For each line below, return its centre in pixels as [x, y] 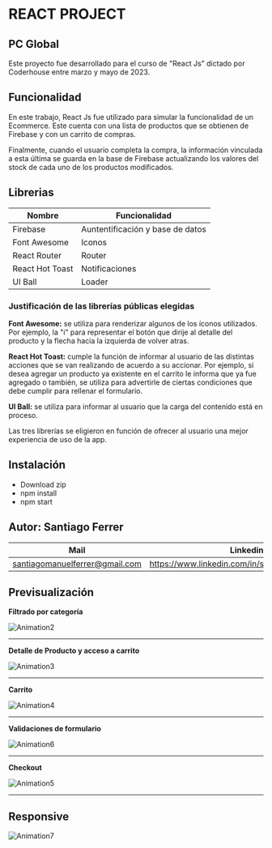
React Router [37, 255]
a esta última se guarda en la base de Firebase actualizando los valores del [134, 158]
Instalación [37, 465]
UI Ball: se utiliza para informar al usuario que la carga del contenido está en [136, 407]
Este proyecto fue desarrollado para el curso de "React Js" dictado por [127, 63]
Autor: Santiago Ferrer [66, 527]
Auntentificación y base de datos [143, 229]
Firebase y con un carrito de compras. [72, 134]
